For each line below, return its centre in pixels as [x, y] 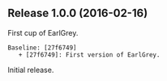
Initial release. [31, 70]
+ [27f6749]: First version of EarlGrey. [89, 55]
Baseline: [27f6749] [43, 48]
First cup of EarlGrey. [43, 32]
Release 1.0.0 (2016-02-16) [78, 13]
